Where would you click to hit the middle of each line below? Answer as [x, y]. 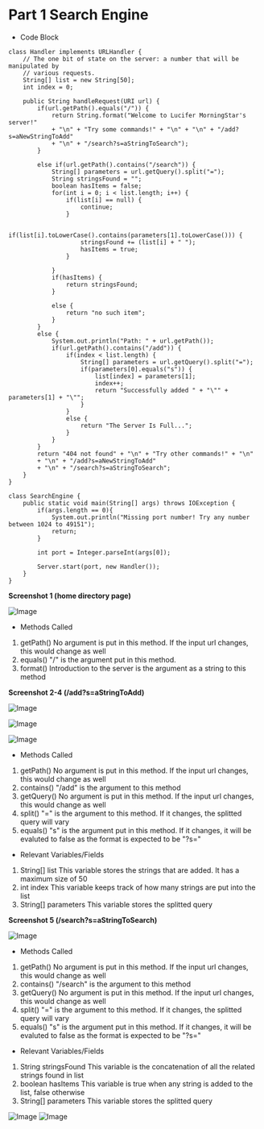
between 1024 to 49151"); [52, 524]
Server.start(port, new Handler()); [99, 567]
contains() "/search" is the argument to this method [105, 984]
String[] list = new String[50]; [79, 80]
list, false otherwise [52, 1092]
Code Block [39, 37]
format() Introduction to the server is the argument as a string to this [133, 668]
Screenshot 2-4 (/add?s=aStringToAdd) [76, 692]
